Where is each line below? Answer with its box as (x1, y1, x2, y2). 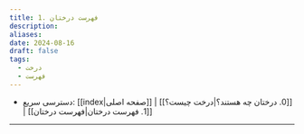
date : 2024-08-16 (9, 38, 75, 48)
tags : (9, 55, 30, 64)
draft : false (9, 47, 59, 56)
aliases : (9, 30, 43, 39)
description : (9, 22, 59, 31)
